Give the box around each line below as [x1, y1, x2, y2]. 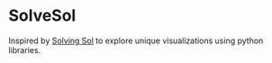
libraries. [8, 44, 41, 55]
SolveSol [8, 5, 77, 26]
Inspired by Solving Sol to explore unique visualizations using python [8, 35, 264, 46]
